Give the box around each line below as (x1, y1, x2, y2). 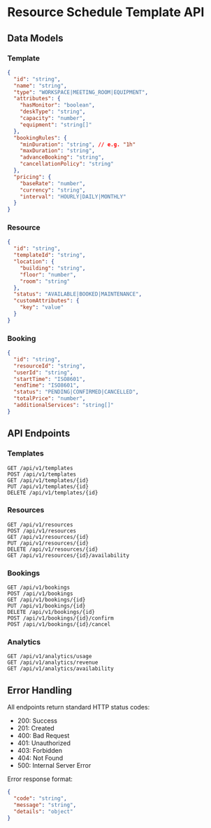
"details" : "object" (13, 808, 73, 815)
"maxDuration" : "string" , (20, 147, 96, 154)
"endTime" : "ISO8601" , (13, 382, 80, 389)
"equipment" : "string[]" (20, 121, 92, 128)
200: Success (17, 716, 58, 725)
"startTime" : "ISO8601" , (13, 375, 86, 382)
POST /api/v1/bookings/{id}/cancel (7, 621, 111, 628)
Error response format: (7, 775, 73, 783)
